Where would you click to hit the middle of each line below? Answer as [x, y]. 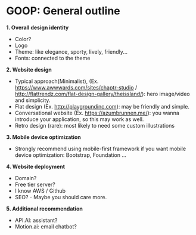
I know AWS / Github [40, 191]
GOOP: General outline [63, 11]
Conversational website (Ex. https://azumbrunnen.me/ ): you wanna [97, 113]
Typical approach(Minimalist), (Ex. [57, 81]
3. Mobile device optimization [44, 137]
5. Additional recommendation [45, 208]
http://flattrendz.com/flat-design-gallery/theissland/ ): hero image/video [102, 94]
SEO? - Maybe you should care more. [61, 197]
